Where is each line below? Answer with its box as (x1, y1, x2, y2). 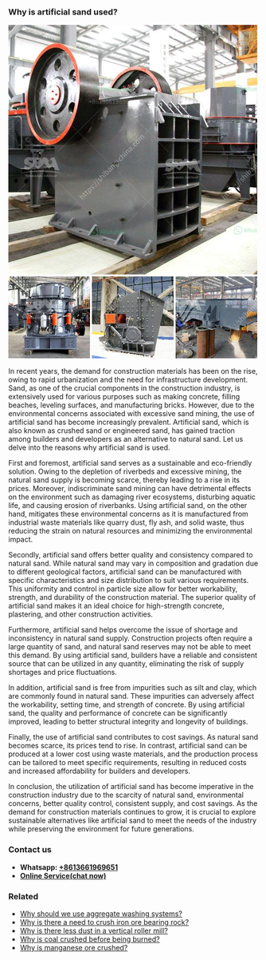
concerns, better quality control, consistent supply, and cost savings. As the (8, 799, 258, 808)
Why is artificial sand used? (8, 6, 118, 18)
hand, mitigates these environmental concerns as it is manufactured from (8, 510, 248, 519)
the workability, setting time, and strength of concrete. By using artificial (8, 700, 245, 709)
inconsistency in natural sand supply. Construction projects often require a (8, 633, 253, 643)
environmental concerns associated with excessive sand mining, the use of (8, 409, 255, 419)
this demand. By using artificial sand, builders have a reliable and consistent (8, 650, 257, 660)
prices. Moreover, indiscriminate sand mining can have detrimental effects (8, 484, 252, 494)
